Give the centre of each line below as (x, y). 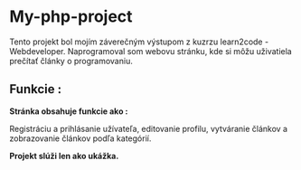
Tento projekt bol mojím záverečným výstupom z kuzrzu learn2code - (139, 42)
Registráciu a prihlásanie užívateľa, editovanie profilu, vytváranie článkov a (148, 128)
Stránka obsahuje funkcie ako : (69, 111)
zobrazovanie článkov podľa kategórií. (80, 138)
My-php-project (71, 17)
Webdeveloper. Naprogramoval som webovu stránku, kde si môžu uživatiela (150, 51)
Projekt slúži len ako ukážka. (64, 156)
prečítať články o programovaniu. (71, 61)
